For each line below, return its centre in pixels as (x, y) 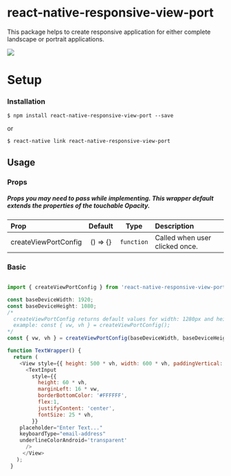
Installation (26, 101)
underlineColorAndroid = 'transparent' (74, 440)
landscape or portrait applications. (56, 39)
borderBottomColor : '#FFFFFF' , (82, 396)
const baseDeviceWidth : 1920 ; (51, 299)
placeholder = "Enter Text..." (61, 428)
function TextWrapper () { (44, 350)
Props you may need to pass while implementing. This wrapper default (111, 199)
